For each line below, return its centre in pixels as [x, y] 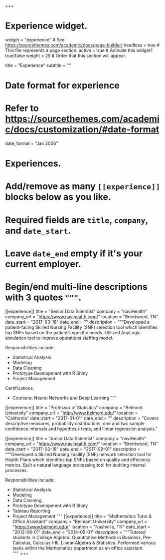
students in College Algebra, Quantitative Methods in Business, [77, 537]
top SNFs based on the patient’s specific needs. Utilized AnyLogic [73, 332]
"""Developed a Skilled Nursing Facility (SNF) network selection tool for [79, 454]
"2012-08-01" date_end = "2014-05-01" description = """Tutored [79, 532]
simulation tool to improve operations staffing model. [59, 338]
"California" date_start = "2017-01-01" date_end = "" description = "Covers [82, 418]
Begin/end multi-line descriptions [77, 287]
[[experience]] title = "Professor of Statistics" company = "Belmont [74, 407]
